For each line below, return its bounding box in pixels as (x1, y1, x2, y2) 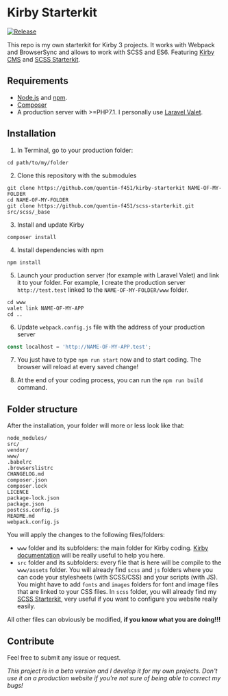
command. (16, 384, 48, 392)
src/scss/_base (7, 208, 51, 215)
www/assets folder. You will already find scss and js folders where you (16, 566, 214, 574)
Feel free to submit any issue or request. (7, 654, 121, 662)
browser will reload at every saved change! (16, 363, 139, 371)
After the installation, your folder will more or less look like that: (7, 421, 185, 430)
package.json (7, 501, 45, 508)
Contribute (7, 635, 55, 647)
